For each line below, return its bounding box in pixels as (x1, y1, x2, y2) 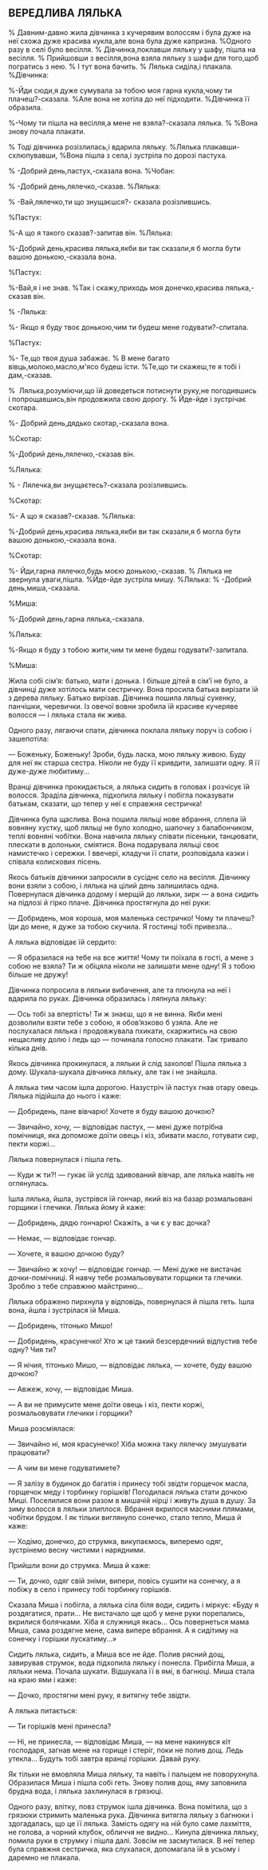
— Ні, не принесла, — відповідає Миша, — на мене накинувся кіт (8, 1737, 231, 1746)
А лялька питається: (8, 1705, 77, 1715)
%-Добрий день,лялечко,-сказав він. (8, 449, 136, 459)
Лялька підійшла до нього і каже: (8, 1091, 122, 1100)
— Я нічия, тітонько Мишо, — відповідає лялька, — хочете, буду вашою (8, 1360, 253, 1370)
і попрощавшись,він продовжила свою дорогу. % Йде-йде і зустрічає (8, 394, 246, 404)
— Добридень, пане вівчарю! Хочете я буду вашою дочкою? (8, 1106, 215, 1116)
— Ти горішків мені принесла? (8, 1721, 112, 1731)
